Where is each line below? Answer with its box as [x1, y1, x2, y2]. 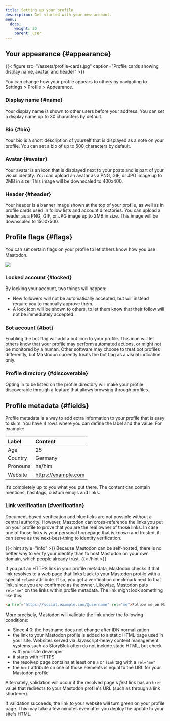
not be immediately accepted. [12, 311, 75, 317]
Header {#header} [5, 191, 52, 198]
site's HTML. [5, 711, 32, 717]
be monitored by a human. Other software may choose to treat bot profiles [5, 346, 160, 352]
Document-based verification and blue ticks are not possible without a [5, 513, 152, 520]
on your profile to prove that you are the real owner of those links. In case [5, 524, 158, 530]
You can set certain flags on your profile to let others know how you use [5, 246, 155, 253]
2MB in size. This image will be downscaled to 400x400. [5, 178, 123, 184]
